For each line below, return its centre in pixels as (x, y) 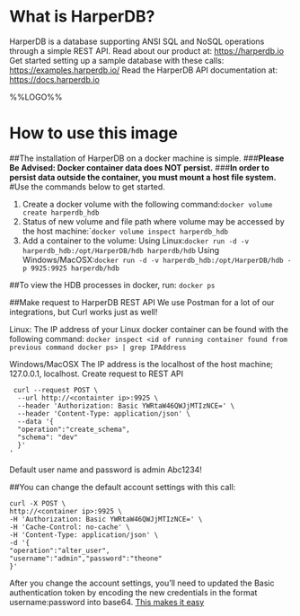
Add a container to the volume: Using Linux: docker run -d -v (136, 241)
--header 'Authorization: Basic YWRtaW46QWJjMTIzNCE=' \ (126, 406)
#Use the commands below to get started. (87, 187)
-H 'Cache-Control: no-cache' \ (70, 527)
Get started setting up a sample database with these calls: (117, 60)
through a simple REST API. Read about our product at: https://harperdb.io (147, 50)
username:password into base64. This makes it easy (107, 602)
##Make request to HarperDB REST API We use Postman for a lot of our (142, 302)
